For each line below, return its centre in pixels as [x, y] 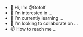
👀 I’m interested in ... [31, 13]
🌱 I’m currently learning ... [37, 18]
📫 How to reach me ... [33, 29]
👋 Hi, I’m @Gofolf [28, 8]
